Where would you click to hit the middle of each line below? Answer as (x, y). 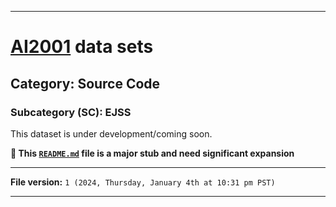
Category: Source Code (85, 83)
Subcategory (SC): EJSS (71, 112)
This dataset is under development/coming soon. (111, 133)
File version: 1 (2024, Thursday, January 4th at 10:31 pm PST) (143, 182)
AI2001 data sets (82, 47)
